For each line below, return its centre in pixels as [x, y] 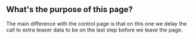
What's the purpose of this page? [69, 10]
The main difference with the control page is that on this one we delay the [96, 23]
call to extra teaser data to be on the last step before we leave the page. [94, 30]
